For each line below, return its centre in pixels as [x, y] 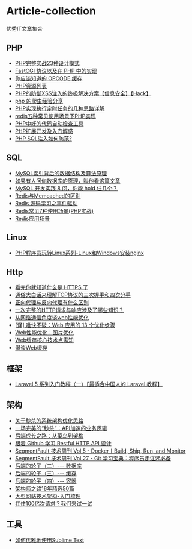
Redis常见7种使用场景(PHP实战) [54, 211]
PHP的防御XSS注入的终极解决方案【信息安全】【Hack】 [83, 93]
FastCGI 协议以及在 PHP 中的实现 [56, 71]
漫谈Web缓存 [31, 348]
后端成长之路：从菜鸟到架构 [49, 436]
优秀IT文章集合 [25, 28]
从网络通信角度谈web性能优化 [52, 318]
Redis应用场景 [32, 218]
